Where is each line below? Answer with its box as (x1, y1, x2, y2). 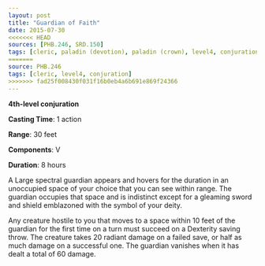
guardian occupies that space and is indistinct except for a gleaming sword (8, 192, 252, 201)
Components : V (8, 145, 61, 154)
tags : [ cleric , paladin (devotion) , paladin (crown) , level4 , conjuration (8, 48, 259, 56)
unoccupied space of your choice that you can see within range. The (8, 183, 233, 193)
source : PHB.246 (8, 63, 62, 71)
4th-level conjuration (8, 99, 80, 109)
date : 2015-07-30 (8, 26, 65, 34)
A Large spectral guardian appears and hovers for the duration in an (8, 175, 229, 185)
